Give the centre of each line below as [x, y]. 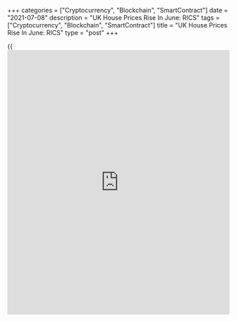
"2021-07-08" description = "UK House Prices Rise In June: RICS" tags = [114, 18]
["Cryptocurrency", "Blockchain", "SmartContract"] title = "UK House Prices [117, 25]
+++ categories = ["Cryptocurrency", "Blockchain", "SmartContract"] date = [118, 10]
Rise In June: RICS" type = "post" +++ [63, 32]
